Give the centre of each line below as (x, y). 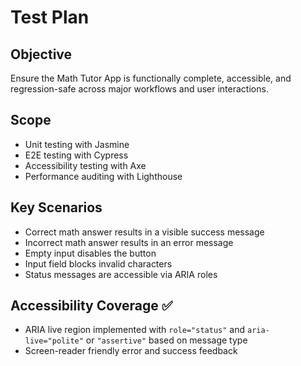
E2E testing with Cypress (76, 155)
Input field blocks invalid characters (98, 263)
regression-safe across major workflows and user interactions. (139, 89)
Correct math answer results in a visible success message (144, 232)
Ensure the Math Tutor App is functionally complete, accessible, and (151, 78)
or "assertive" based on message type (166, 340)
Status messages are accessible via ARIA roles (121, 274)
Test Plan (50, 17)
